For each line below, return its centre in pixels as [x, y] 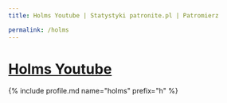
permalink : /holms [39, 30]
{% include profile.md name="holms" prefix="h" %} [93, 91]
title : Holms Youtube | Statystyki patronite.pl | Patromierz [113, 15]
